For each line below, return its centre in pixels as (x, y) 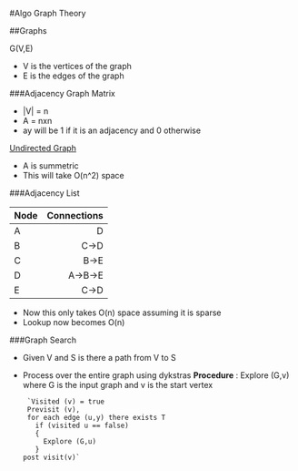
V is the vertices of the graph (77, 66)
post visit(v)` (51, 457)
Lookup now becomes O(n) (74, 322)
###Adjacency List (45, 193)
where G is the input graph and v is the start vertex (118, 385)
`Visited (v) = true (65, 402)
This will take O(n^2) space (73, 175)
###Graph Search (43, 340)
